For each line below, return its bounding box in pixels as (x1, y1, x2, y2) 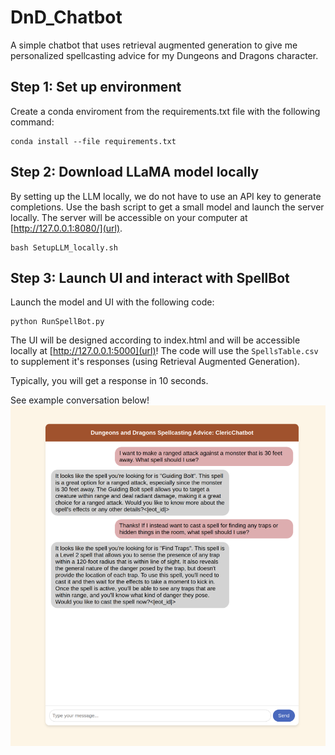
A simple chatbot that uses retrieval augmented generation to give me (10, 39, 298, 51)
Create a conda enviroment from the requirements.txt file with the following (10, 105, 321, 117)
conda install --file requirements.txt (10, 136, 177, 146)
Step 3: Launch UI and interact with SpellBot (10, 269, 290, 286)
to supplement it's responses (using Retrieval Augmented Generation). (10, 356, 301, 368)
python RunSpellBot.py (10, 317, 105, 327)
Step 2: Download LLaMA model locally (10, 164, 260, 181)
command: (10, 116, 55, 128)
